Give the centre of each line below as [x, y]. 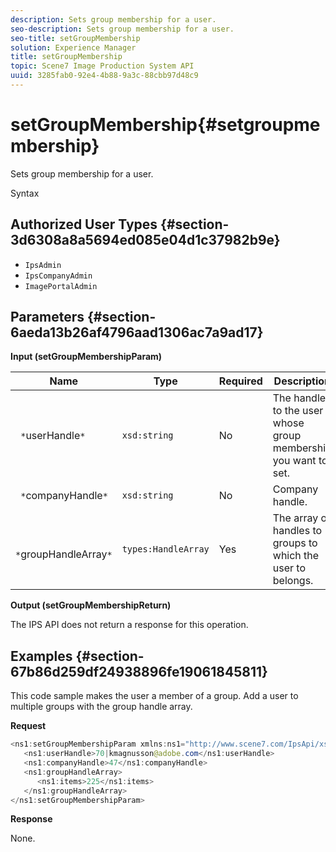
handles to [297, 531]
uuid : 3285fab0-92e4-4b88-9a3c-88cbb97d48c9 [104, 76]
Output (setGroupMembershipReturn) [91, 605]
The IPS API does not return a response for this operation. [129, 625]
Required [240, 381]
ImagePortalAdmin [61, 286]
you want [294, 461]
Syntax [25, 193]
